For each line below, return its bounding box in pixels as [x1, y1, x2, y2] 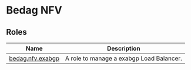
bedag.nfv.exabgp [9, 54, 60, 62]
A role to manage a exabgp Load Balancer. [65, 54, 182, 62]
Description [106, 45, 141, 52]
